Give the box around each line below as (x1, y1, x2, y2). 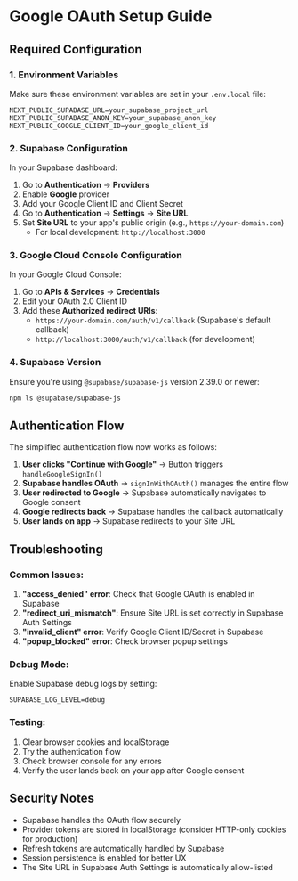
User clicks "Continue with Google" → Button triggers (21, 459, 224, 469)
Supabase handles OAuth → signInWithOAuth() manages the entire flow (21, 478, 289, 489)
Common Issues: (9, 568, 85, 581)
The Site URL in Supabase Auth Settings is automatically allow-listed (21, 861, 273, 872)
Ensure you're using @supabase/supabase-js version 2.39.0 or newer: (9, 376, 260, 387)
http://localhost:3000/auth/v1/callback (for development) (35, 334, 256, 345)
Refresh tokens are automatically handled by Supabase (21, 843, 225, 853)
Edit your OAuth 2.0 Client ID (21, 296, 127, 306)
